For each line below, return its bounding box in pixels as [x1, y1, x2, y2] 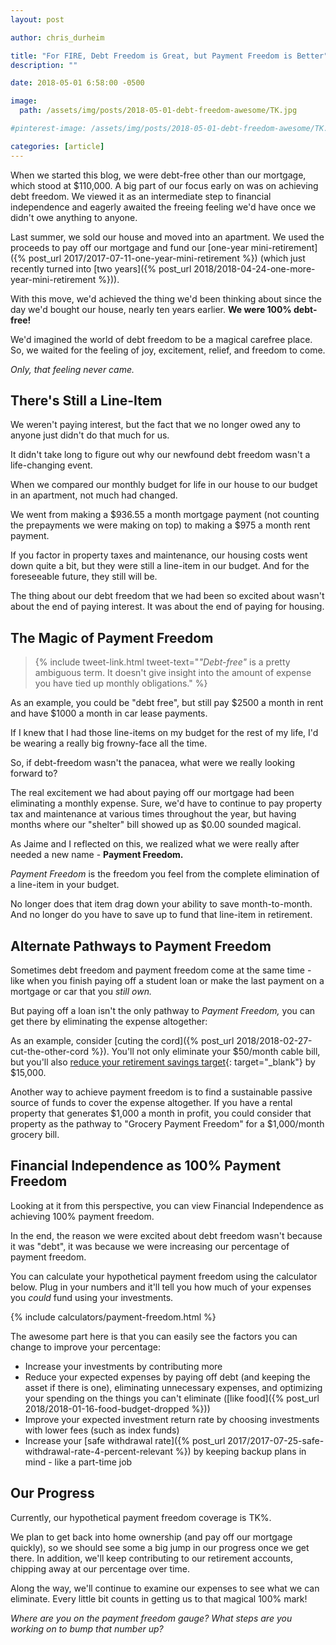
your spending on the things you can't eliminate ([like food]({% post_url [24, 1392, 320, 1404]
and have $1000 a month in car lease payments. [10, 707, 208, 720]
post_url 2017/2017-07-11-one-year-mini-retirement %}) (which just [28, 252, 306, 264]
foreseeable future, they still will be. [10, 571, 158, 583]
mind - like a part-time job [24, 1456, 133, 1468]
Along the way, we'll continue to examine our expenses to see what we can [10, 1582, 320, 1594]
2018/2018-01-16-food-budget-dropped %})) [24, 1402, 211, 1415]
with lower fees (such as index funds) [24, 1424, 180, 1436]
